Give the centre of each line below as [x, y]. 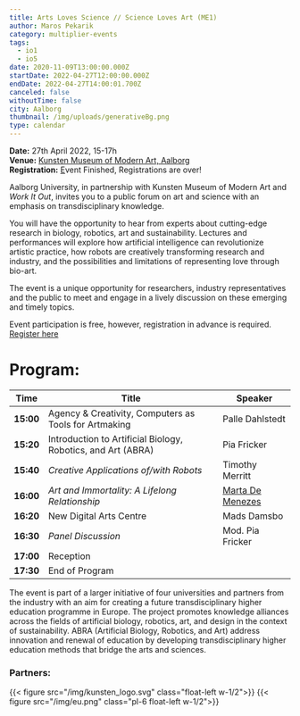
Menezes [242, 501]
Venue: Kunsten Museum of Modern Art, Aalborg [100, 160]
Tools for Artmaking [89, 424]
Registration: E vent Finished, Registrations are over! [106, 170]
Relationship [74, 501]
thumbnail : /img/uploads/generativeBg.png [89, 117]
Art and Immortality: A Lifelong [112, 490]
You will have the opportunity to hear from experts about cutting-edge [138, 223]
